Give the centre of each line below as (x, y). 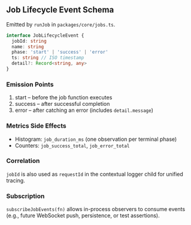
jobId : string (29, 41)
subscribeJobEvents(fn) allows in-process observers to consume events (96, 209)
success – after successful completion (62, 104)
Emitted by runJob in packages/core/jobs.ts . (61, 24)
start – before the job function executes (63, 97)
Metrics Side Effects (37, 126)
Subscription (25, 196)
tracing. (16, 180)
